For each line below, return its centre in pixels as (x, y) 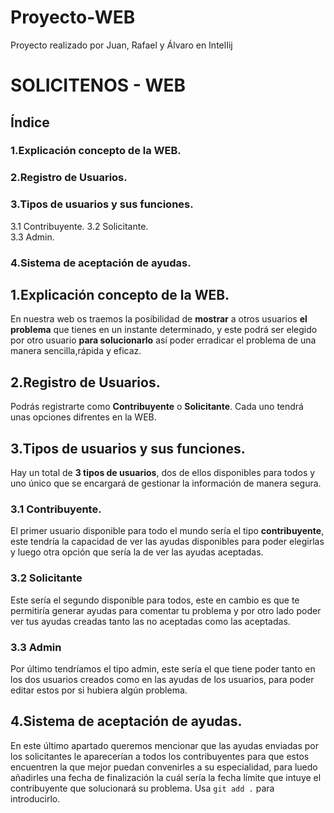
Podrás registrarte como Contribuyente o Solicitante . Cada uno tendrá (157, 407)
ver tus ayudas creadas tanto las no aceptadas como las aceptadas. (150, 621)
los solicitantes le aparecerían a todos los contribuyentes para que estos (160, 756)
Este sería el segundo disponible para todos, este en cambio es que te (155, 600)
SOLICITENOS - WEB (98, 85)
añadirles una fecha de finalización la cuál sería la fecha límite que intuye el (166, 777)
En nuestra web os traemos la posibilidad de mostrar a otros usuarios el (159, 319)
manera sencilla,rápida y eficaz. (76, 351)
